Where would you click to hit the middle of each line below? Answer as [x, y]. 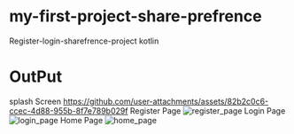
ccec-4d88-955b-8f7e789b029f [69, 110]
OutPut [36, 77]
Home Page [82, 120]
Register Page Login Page [208, 110]
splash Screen [35, 101]
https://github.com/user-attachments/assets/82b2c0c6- [166, 101]
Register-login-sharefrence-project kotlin [84, 41]
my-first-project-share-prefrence [136, 16]
